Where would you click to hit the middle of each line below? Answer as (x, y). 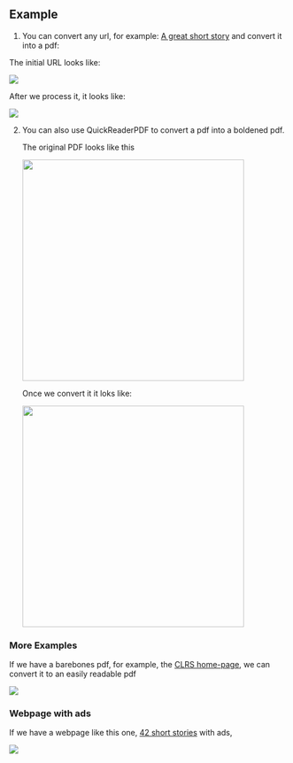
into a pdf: (41, 45)
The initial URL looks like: (55, 62)
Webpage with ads (50, 713)
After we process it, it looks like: (67, 96)
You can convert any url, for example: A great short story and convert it (152, 35)
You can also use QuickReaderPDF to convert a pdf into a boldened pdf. (153, 130)
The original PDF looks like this (78, 147)
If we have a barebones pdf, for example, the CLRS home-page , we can (140, 665)
